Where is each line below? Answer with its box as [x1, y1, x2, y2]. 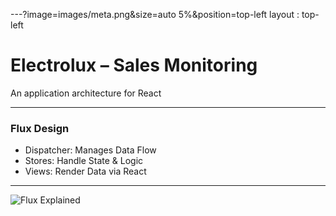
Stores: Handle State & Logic [24, 155, 144, 167]
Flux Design [10, 121, 70, 135]
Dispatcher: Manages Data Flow [24, 144, 157, 156]
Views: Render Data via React [24, 165, 147, 178]
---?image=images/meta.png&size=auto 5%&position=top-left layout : [10, 9, 300, 20]
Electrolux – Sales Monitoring [10, 54, 258, 77]
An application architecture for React [10, 87, 162, 99]
